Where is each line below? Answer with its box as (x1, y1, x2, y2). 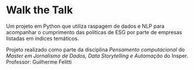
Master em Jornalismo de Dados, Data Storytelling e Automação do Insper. (6, 52, 189, 59)
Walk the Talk (6, 3, 73, 17)
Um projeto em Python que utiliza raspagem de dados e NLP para (6, 23, 165, 30)
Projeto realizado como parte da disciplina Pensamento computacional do (6, 46, 185, 53)
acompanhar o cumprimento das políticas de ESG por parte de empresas (6, 28, 182, 35)
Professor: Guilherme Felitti (6, 58, 72, 65)
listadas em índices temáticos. (6, 35, 79, 42)
